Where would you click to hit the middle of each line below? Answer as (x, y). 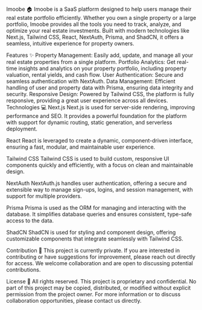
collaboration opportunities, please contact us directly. (74, 301)
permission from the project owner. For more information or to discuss (93, 294)
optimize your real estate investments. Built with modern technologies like (98, 31)
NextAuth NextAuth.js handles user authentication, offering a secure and (96, 183)
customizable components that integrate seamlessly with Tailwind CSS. (95, 239)
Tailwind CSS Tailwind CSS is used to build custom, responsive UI (88, 159)
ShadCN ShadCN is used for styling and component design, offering (91, 232)
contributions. (24, 270)
